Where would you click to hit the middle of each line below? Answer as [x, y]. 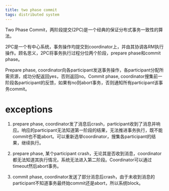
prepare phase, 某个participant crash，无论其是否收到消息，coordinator [87, 154]
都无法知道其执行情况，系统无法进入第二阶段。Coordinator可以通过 [82, 160]
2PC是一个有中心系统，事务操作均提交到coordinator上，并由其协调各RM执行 [84, 46]
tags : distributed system [32, 15]
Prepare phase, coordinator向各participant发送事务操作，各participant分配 [82, 70]
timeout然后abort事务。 [37, 166]
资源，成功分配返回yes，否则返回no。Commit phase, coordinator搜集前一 [86, 76]
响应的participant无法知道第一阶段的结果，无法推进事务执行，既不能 [92, 130]
